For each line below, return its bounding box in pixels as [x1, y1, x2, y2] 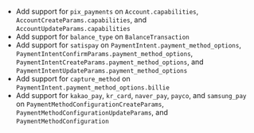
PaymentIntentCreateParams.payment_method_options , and [15, 57, 205, 66]
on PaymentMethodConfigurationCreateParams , [15, 99, 165, 108]
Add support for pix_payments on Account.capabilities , [15, 7, 199, 16]
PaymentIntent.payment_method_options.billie [15, 84, 170, 92]
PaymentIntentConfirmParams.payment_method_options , [15, 49, 193, 58]
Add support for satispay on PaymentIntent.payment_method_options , [15, 40, 241, 50]
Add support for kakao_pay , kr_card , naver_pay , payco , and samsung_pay [15, 91, 247, 100]
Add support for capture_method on [15, 74, 131, 83]
